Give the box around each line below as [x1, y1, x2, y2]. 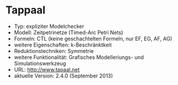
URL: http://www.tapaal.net [13, 66, 80, 73]
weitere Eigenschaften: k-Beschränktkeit [13, 41, 112, 48]
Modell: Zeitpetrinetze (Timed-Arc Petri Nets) [13, 29, 124, 36]
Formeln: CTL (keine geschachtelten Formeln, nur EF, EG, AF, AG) [13, 35, 172, 42]
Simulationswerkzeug [13, 59, 67, 67]
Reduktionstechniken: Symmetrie [13, 47, 94, 54]
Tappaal [5, 3, 46, 17]
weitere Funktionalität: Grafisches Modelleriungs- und [13, 54, 144, 61]
